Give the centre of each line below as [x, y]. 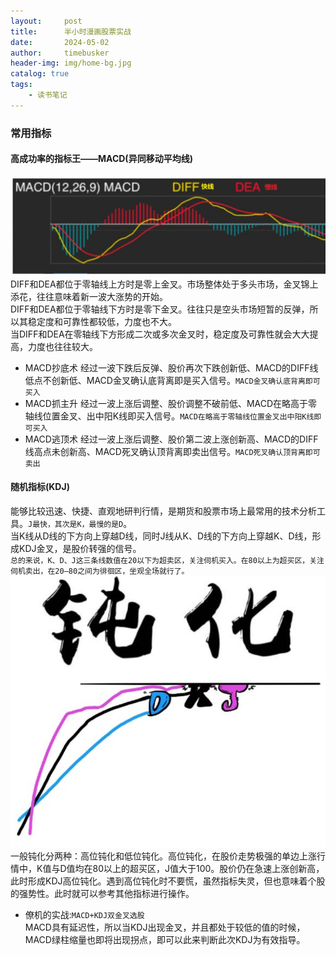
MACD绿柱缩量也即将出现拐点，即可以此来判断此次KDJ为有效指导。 [165, 939]
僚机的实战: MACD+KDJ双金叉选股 [84, 914]
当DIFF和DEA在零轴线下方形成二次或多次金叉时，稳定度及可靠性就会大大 [160, 334]
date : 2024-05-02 [60, 42]
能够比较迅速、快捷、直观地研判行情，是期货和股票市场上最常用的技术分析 [163, 511]
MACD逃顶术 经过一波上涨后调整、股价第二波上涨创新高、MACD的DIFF [171, 439]
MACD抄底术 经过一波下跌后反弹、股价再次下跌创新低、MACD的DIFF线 [171, 367]
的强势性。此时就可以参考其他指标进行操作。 [102, 893]
